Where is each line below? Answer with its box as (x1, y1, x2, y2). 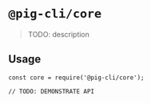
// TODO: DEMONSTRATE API (8, 87, 94, 95)
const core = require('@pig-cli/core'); (8, 74, 145, 82)
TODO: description (27, 29, 90, 39)
